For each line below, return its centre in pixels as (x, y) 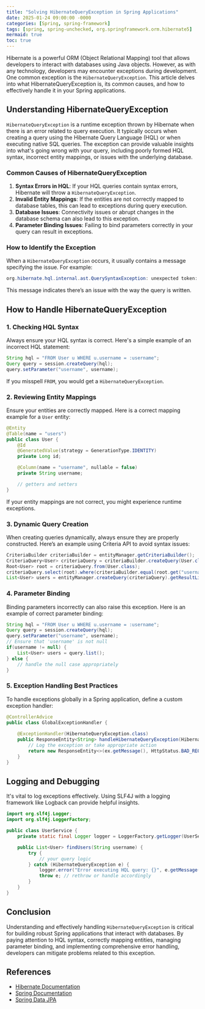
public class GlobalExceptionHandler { (57, 722)
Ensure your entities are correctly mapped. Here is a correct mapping (94, 410)
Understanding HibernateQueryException (88, 110)
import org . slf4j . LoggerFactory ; (49, 820)
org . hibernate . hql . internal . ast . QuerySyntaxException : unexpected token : (102, 279)
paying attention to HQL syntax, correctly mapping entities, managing (94, 940)
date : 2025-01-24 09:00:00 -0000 (49, 18)
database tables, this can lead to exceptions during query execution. (101, 206)
